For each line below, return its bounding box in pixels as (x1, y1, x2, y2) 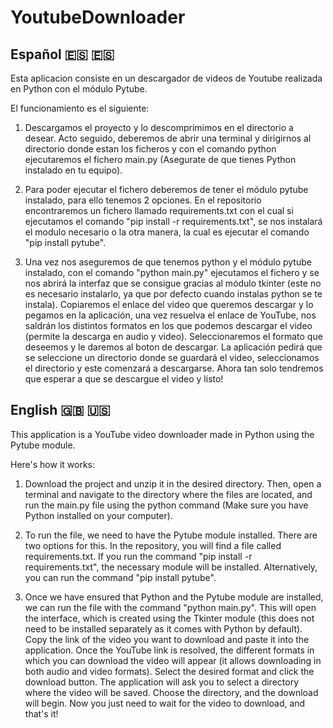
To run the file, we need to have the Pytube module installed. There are (24, 529, 318, 541)
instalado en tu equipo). (24, 164, 123, 176)
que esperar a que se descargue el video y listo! (24, 373, 224, 385)
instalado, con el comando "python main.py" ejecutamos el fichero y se (24, 267, 320, 278)
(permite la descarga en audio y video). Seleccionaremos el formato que (24, 331, 323, 342)
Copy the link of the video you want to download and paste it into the (24, 633, 310, 645)
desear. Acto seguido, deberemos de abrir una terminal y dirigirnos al (24, 132, 312, 144)
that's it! (24, 707, 59, 720)
